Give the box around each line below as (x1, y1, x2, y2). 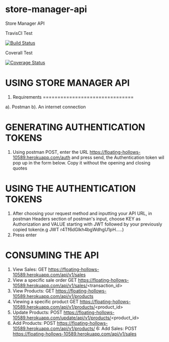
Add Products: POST (12, 320, 56, 326)
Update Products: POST (12, 309, 63, 315)
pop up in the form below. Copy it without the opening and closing (12, 159, 151, 165)
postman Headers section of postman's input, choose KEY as (12, 216, 141, 222)
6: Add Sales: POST (96, 325, 138, 331)
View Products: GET (12, 287, 55, 294)
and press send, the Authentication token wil (71, 154, 164, 160)
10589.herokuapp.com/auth (12, 154, 71, 160)
